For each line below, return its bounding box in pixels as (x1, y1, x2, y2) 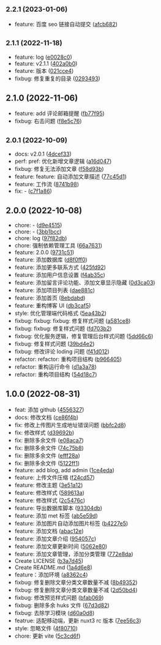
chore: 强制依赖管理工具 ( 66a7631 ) (14, 242, 102, 249)
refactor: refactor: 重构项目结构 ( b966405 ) (14, 355, 122, 363)
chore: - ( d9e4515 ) (14, 222, 62, 229)
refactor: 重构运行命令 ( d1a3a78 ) (14, 363, 97, 371)
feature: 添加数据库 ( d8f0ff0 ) (14, 256, 88, 263)
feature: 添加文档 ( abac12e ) (14, 527, 84, 535)
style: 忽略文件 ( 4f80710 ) (14, 624, 78, 632)
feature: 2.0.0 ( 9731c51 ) (14, 249, 75, 256)
